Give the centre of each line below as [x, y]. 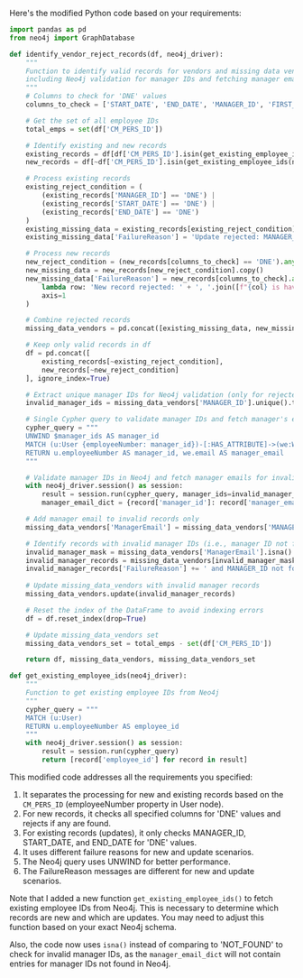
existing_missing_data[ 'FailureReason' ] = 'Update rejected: [142, 237]
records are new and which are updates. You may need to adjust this [137, 917]
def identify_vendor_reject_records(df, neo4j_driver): [116, 54]
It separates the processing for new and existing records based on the [153, 794]
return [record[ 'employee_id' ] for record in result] [145, 760]
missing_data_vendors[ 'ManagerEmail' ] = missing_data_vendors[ [147, 527]
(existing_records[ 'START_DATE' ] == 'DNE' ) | [129, 203]
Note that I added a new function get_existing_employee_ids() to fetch [141, 898]
